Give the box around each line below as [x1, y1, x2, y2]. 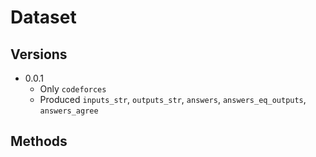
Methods [10, 133, 68, 150]
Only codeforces [39, 83, 107, 95]
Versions [10, 46, 68, 63]
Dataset [10, 6, 77, 29]
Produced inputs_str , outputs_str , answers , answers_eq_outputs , [39, 94, 307, 105]
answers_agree [39, 106, 99, 116]
